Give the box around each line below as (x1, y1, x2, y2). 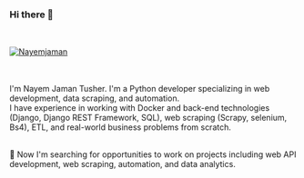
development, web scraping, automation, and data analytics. (9, 159, 237, 170)
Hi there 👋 (9, 8, 55, 21)
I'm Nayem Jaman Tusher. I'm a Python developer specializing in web (9, 84, 270, 94)
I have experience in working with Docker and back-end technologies (9, 103, 270, 114)
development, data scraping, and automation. (9, 93, 180, 104)
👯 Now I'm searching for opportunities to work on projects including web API (9, 149, 297, 160)
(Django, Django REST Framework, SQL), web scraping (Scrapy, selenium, (9, 113, 288, 124)
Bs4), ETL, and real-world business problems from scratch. (9, 122, 232, 133)
